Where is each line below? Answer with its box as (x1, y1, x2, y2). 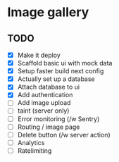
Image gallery (7, 4, 89, 20)
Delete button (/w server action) (17, 130, 111, 139)
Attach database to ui (17, 82, 80, 92)
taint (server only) (17, 106, 70, 115)
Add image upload (17, 99, 71, 107)
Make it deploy (17, 51, 61, 59)
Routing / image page (17, 123, 80, 131)
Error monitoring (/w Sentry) (17, 114, 100, 123)
